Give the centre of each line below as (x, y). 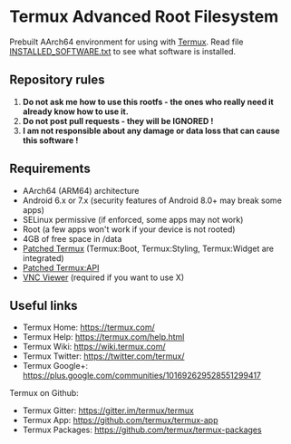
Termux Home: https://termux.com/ (89, 327)
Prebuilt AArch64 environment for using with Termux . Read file (126, 42)
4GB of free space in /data (72, 238)
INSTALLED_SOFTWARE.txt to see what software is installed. (123, 51)
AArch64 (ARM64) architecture (81, 190)
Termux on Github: (44, 393)
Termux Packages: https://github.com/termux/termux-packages (142, 430)
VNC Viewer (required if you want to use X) (103, 277)
